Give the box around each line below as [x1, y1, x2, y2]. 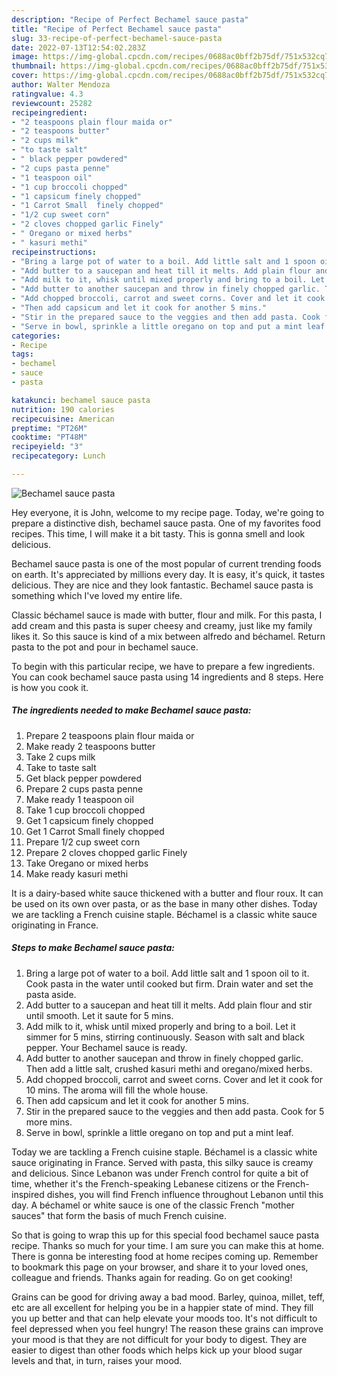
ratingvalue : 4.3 [11, 89, 84, 99]
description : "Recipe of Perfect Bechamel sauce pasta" [11, 14, 249, 25]
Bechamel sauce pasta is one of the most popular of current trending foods [11, 557, 322, 570]
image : [11, 52, 39, 62]
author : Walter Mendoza [11, 80, 111, 90]
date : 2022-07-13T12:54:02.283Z [11, 42, 146, 53]
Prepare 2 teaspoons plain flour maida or [25, 729, 195, 741]
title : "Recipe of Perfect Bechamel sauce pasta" [11, 24, 223, 34]
